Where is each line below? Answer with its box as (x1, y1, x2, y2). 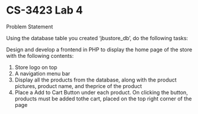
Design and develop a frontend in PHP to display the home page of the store (6, 45, 193, 53)
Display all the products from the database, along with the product (14, 76, 177, 83)
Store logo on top (14, 63, 58, 71)
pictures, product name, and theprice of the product (14, 82, 142, 89)
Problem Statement (6, 23, 53, 30)
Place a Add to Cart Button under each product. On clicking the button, (14, 89, 188, 96)
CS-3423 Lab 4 (6, 4, 83, 17)
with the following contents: (6, 52, 74, 59)
